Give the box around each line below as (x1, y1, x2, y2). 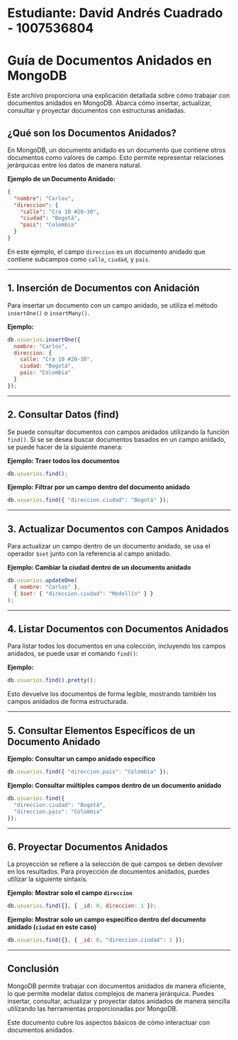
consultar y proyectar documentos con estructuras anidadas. (7, 107, 186, 115)
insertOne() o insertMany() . (7, 308, 90, 317)
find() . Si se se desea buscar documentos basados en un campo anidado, (7, 435, 227, 443)
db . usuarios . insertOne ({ (7, 336, 81, 343)
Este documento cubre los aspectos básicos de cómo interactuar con (7, 1018, 210, 1027)
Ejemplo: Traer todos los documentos (7, 456, 120, 465)
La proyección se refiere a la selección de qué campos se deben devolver (7, 860, 223, 868)
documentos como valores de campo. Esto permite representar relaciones (7, 153, 225, 161)
